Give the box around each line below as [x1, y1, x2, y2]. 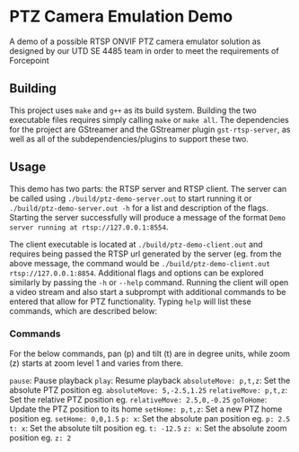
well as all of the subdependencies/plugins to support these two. [9, 133, 250, 144]
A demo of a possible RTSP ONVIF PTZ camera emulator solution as [9, 36, 261, 47]
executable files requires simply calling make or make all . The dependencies [9, 114, 289, 125]
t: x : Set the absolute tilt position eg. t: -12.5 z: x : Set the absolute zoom [9, 422, 287, 433]
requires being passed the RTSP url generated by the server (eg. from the [9, 248, 282, 259]
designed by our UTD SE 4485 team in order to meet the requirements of [9, 45, 280, 56]
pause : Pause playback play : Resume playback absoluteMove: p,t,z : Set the [9, 375, 291, 386]
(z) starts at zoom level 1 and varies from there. [9, 357, 184, 369]
